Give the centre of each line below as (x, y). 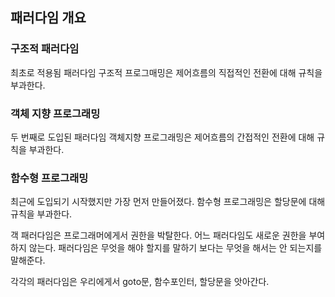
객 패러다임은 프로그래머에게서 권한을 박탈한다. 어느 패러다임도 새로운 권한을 (158, 235)
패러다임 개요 (48, 18)
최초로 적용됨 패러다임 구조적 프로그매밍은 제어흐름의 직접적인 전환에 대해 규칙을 (166, 72)
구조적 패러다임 (45, 49)
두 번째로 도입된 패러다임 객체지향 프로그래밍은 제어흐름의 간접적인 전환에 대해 (162, 137)
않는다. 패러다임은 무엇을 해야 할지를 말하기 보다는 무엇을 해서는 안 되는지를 (175, 248)
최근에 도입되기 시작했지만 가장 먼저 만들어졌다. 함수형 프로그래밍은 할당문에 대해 (168, 202)
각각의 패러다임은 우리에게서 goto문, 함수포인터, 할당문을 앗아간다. (140, 282)
